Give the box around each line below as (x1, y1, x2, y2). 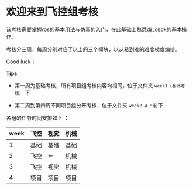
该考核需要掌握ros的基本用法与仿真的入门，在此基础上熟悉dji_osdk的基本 (6, 26, 182, 33)
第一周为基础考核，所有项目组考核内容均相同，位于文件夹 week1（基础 (14, 82, 181, 89)
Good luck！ (6, 58, 36, 65)
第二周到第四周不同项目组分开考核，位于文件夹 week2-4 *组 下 (14, 101, 164, 108)
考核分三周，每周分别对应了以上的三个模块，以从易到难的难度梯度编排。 (6, 45, 180, 53)
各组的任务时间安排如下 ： (6, 114, 69, 121)
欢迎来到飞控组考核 (6, 5, 99, 19)
